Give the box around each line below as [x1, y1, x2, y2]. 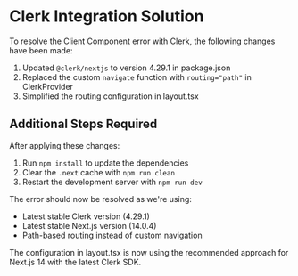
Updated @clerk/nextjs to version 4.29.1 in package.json [21, 62, 231, 73]
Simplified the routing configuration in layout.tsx [21, 91, 199, 101]
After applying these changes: [9, 140, 120, 150]
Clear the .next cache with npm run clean [21, 166, 176, 177]
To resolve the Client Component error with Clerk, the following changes [9, 36, 276, 46]
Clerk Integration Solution [9, 6, 204, 27]
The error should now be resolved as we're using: [9, 193, 192, 204]
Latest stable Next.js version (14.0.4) [21, 220, 157, 231]
